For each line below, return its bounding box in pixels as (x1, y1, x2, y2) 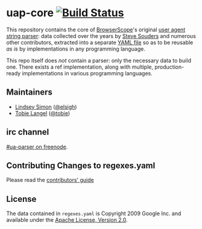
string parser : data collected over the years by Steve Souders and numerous (6, 32, 196, 39)
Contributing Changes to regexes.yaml (6, 160, 156, 171)
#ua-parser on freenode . (6, 143, 68, 150)
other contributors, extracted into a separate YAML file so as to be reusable (6, 39, 194, 46)
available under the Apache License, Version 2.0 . (6, 216, 128, 224)
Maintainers (6, 87, 53, 98)
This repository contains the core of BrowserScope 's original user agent (6, 26, 186, 33)
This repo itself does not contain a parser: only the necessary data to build (6, 57, 192, 64)
